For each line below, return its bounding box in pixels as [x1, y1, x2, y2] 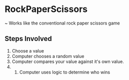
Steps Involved [4, 34, 52, 43]
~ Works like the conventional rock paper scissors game [4, 20, 120, 26]
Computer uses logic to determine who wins [19, 69, 111, 75]
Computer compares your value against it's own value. [11, 58, 124, 64]
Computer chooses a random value [11, 53, 85, 59]
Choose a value [11, 47, 44, 53]
